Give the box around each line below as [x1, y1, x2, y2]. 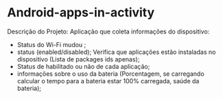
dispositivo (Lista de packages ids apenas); [16, 55, 140, 63]
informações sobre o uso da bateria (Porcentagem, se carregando [16, 70, 204, 78]
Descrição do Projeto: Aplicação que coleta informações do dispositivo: [7, 27, 210, 36]
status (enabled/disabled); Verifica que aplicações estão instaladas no [16, 48, 216, 56]
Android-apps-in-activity [7, 5, 155, 20]
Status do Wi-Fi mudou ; [16, 40, 86, 48]
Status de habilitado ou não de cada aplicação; [16, 62, 150, 70]
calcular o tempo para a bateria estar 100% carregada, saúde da [16, 76, 200, 85]
